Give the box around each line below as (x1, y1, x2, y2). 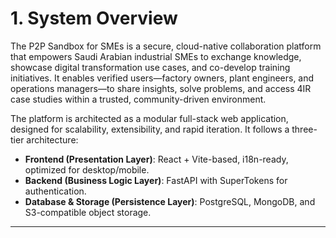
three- (291, 123, 318, 135)
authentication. (24, 185, 87, 197)
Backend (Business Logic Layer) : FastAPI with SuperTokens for (24, 174, 288, 186)
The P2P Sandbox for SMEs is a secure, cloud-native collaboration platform (10, 40, 322, 52)
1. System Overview (10, 7, 178, 30)
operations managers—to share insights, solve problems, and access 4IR (10, 82, 312, 94)
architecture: (26, 133, 79, 146)
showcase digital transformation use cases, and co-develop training (10, 61, 291, 73)
